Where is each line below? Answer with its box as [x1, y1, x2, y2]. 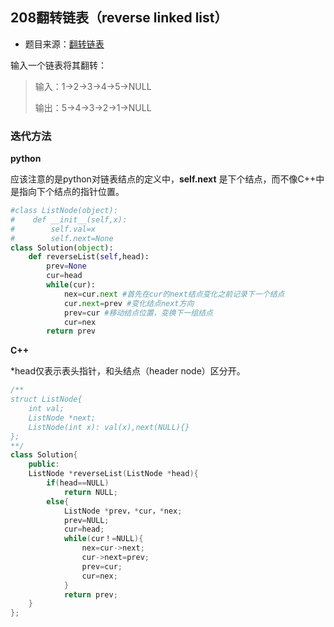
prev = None [46, 261, 87, 272]
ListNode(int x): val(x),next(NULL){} [28, 422, 190, 432]
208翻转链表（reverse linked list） [10, 9, 228, 27]
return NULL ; [63, 487, 118, 497]
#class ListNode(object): [10, 206, 118, 216]
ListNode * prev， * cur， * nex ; [63, 506, 183, 516]
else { [46, 496, 70, 507]
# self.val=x [10, 224, 97, 234]
